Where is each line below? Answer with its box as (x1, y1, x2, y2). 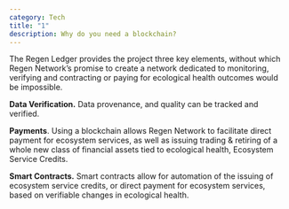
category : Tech (9, 12, 66, 22)
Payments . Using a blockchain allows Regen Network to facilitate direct (9, 126, 272, 136)
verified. (9, 108, 40, 120)
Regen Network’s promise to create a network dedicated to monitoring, (9, 63, 269, 74)
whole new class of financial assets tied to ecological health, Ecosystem (9, 144, 274, 155)
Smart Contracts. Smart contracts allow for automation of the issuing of (9, 171, 274, 182)
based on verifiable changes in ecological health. (9, 190, 189, 200)
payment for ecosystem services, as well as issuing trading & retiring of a (9, 135, 278, 146)
